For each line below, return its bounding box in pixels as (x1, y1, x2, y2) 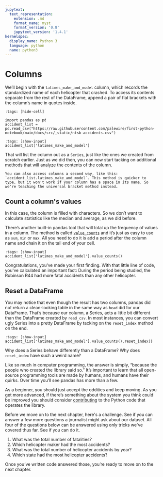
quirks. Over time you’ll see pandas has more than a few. (5, 378, 118, 383)
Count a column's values (5, 197, 81, 206)
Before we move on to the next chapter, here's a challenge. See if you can (5, 412, 153, 417)
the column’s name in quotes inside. (5, 100, 77, 106)
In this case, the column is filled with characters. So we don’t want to (5, 210, 143, 216)
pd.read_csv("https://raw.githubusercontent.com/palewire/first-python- (5, 127, 155, 131)
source (5, 372, 19, 378)
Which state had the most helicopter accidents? (12, 452, 108, 458)
